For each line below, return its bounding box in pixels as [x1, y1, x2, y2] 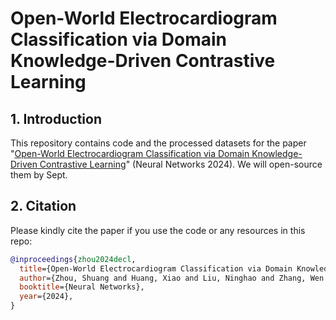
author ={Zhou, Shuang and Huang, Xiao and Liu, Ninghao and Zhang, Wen [19, 273, 325, 283]
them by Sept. [10, 169, 68, 181]
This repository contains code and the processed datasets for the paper [10, 137, 307, 149]
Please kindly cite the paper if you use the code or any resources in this [10, 224, 306, 236]
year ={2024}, [19, 292, 74, 302]
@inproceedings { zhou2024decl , [10, 254, 137, 264]
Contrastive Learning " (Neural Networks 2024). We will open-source [39, 158, 323, 170]
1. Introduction [10, 110, 102, 127]
